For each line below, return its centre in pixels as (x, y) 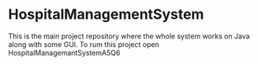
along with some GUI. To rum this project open (84, 44)
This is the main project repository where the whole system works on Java (129, 36)
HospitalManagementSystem (106, 14)
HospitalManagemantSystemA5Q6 (64, 52)
